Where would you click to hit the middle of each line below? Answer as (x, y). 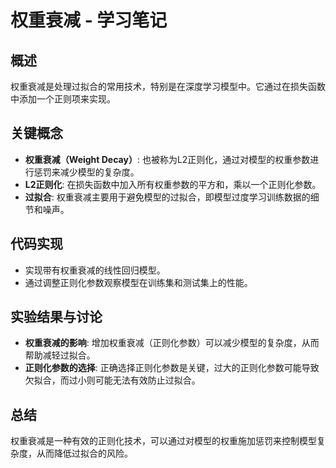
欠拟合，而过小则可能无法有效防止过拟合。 (112, 380)
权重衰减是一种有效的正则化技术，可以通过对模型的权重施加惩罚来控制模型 (163, 441)
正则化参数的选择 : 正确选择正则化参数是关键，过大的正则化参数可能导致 (172, 368)
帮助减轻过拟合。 (60, 355)
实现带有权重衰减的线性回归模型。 (95, 270)
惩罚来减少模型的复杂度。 (86, 172)
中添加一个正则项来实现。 (63, 99)
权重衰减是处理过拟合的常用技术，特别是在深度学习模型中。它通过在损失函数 (168, 86)
